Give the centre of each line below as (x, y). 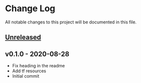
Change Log (30, 9)
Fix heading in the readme (38, 66)
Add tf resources (29, 71)
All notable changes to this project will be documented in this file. (71, 22)
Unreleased (23, 37)
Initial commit (26, 76)
